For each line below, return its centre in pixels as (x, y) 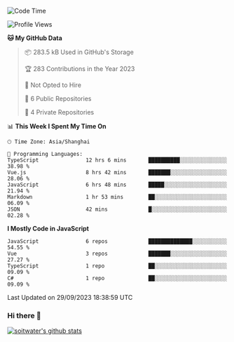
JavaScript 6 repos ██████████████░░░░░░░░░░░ (117, 242)
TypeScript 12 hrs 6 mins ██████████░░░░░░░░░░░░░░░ (117, 160)
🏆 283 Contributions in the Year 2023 (80, 69)
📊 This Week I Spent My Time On (57, 126)
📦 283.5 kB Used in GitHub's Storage (79, 52)
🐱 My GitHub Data (35, 38)
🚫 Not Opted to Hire (53, 85)
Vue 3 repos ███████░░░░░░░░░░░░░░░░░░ (117, 254)
